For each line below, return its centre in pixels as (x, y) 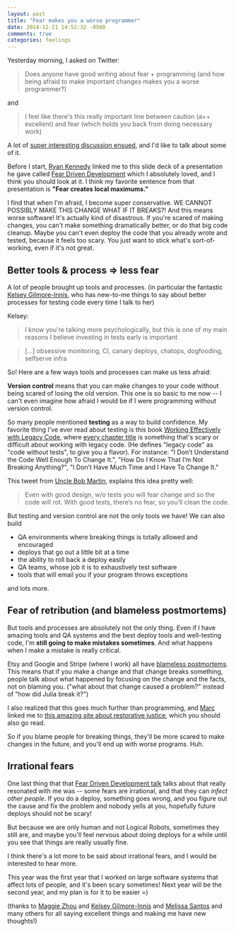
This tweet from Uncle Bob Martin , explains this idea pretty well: (101, 481)
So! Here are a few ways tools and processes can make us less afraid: (110, 372)
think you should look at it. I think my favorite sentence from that (101, 182)
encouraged (35, 544)
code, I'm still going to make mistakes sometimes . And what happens (110, 643)
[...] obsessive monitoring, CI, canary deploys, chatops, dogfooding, (124, 350)
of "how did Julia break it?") (48, 694)
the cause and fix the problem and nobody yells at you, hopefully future (112, 806)
